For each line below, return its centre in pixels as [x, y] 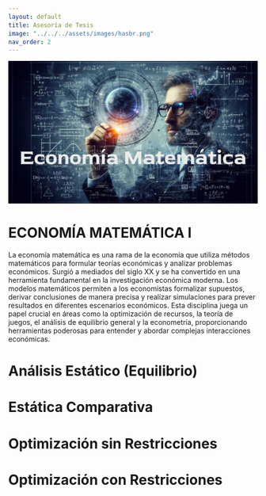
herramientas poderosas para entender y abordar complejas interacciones [129, 331]
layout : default [35, 17]
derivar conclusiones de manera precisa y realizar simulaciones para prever [132, 297]
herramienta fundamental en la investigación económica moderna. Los [123, 280]
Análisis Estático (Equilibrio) [103, 371]
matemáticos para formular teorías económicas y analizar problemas [120, 263]
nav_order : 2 [30, 42]
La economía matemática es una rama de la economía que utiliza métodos [129, 255]
